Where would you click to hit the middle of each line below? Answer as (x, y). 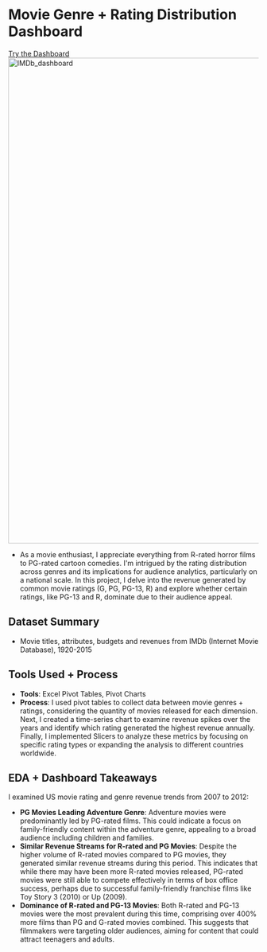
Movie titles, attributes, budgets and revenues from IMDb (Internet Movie (139, 641)
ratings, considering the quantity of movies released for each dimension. (139, 711)
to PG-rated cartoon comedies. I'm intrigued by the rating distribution (133, 563)
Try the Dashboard (39, 53)
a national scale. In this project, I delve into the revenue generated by (133, 579)
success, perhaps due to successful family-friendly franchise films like (135, 888)
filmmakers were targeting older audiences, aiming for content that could (139, 931)
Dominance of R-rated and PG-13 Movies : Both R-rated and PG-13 (130, 906)
